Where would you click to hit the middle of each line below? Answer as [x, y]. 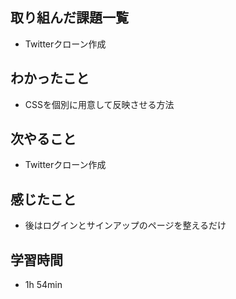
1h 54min [43, 285]
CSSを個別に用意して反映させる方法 [99, 104]
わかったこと [50, 78]
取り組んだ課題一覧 [69, 18]
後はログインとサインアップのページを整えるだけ [125, 225]
